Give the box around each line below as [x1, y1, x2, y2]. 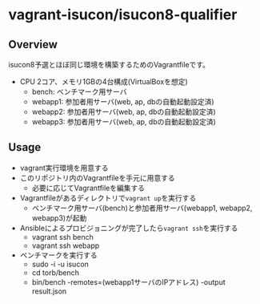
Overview [8, 38, 58, 51]
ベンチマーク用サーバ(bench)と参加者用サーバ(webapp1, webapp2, [31, 203, 253, 213]
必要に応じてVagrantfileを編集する [31, 183, 146, 193]
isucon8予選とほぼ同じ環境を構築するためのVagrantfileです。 [8, 60, 210, 69]
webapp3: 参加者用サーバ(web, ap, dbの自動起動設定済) [31, 117, 216, 126]
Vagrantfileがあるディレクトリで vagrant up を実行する [19, 193, 197, 202]
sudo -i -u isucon [31, 259, 90, 269]
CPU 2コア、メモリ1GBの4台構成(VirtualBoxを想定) [19, 77, 188, 86]
